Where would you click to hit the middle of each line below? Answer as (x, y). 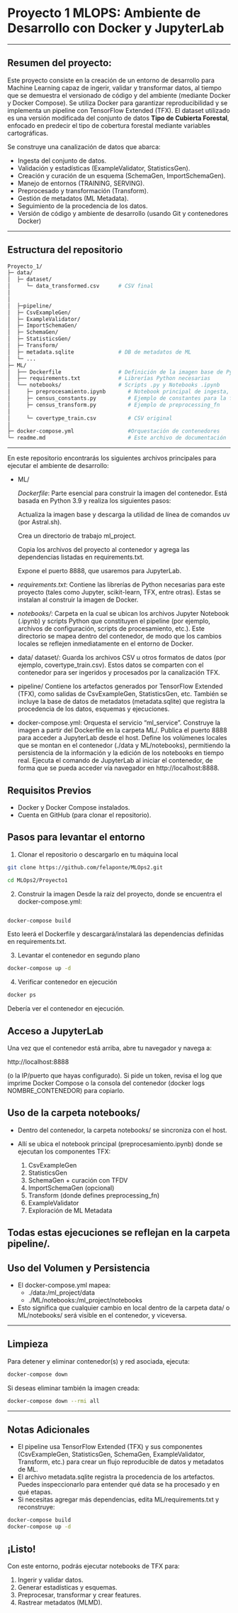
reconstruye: (36, 1507)
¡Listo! (22, 1549)
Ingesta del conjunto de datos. (62, 161)
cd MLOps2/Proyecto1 (38, 880)
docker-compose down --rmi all (53, 1401)
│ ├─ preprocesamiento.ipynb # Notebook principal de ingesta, (119, 392)
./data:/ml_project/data (62, 1293)
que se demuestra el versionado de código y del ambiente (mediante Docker (119, 95)
